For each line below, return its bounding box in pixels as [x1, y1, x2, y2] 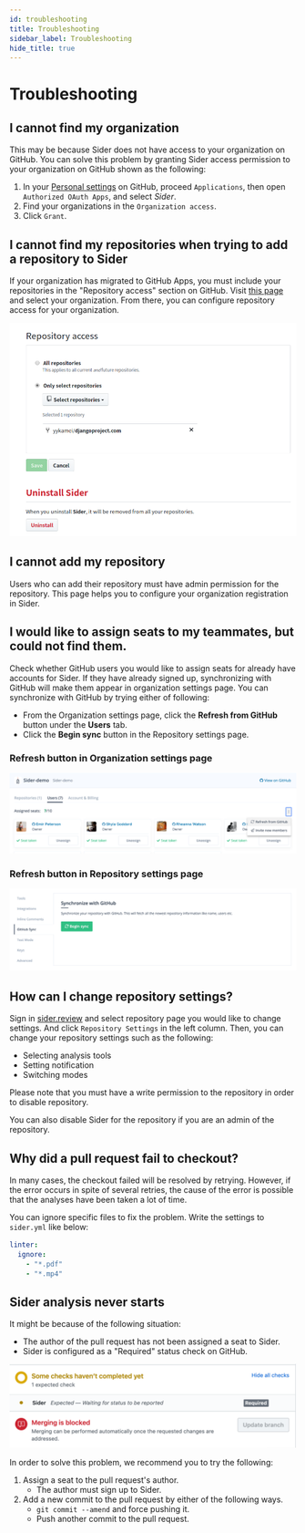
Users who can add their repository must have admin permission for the [9, 578, 280, 589]
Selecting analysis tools [22, 1050, 112, 1062]
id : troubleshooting [9, 15, 88, 24]
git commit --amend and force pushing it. [36, 1503, 190, 1514]
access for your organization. [9, 305, 120, 316]
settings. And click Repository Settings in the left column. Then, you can [9, 1022, 284, 1034]
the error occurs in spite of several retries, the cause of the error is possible [9, 1184, 294, 1195]
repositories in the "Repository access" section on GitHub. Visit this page [9, 285, 284, 296]
